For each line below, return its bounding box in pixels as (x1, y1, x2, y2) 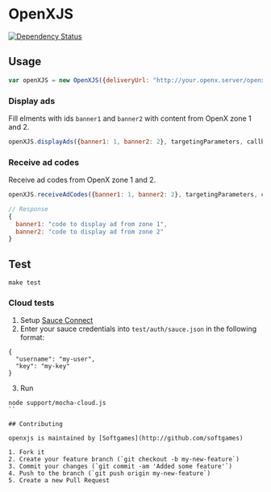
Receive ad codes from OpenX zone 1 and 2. (8, 175, 156, 185)
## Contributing (8, 420, 63, 428)
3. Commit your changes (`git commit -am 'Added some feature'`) (8, 462, 232, 471)
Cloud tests (8, 297, 55, 308)
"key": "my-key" (15, 362, 70, 370)
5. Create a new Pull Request (8, 477, 110, 485)
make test (8, 279, 42, 287)
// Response (8, 205, 48, 213)
